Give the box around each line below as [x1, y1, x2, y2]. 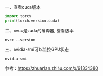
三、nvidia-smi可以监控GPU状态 [5, 46, 69, 52]
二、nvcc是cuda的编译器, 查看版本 [5, 28, 74, 33]
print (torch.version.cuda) [5, 18, 59, 23]
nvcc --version [5, 37, 36, 42]
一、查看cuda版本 [5, 4, 41, 10]
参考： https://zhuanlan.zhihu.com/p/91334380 [5, 65, 98, 71]
